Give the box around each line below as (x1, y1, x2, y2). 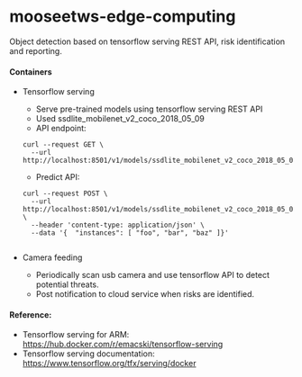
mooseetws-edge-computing (9, 6, 236, 27)
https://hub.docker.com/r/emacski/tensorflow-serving (22, 339, 224, 350)
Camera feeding (22, 252, 83, 263)
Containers (9, 66, 52, 77)
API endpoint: (35, 123, 87, 134)
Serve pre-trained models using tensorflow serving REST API (35, 103, 263, 114)
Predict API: (35, 172, 80, 183)
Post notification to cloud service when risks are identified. (35, 289, 255, 300)
